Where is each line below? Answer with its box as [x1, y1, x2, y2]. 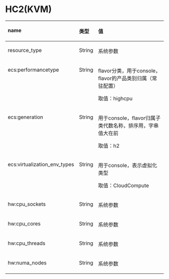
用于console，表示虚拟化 [98, 161, 157, 169]
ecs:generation [8, 114, 44, 121]
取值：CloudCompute [98, 182, 149, 189]
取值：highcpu [98, 95, 133, 102]
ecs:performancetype [8, 66, 59, 73]
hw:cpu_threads [8, 240, 46, 247]
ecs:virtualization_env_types [8, 160, 74, 168]
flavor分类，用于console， [98, 67, 161, 74]
